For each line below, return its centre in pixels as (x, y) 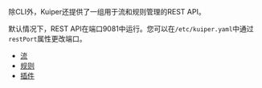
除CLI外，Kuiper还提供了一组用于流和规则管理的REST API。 (107, 12)
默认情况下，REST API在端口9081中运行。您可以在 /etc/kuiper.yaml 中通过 (131, 29)
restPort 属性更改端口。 (47, 39)
